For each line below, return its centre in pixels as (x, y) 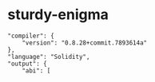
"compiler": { (31, 36)
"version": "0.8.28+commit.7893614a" (85, 43)
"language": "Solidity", (49, 57)
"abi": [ (36, 70)
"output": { (27, 64)
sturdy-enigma (58, 15)
